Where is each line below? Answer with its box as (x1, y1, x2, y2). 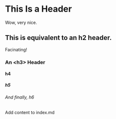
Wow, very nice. (5, 20, 38, 25)
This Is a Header (5, 3, 72, 15)
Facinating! (5, 46, 28, 52)
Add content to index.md (5, 109, 55, 115)
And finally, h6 (5, 94, 34, 100)
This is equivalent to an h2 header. (5, 34, 112, 42)
